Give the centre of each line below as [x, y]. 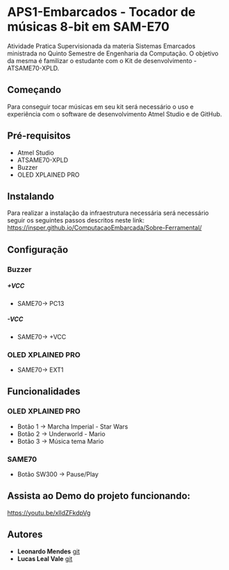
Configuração [38, 249]
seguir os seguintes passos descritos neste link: [76, 221]
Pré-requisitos [39, 136]
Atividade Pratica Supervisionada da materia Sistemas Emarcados [101, 46]
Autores [25, 535]
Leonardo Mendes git [49, 551]
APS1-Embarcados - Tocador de [101, 12]
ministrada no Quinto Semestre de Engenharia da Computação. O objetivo [113, 53]
